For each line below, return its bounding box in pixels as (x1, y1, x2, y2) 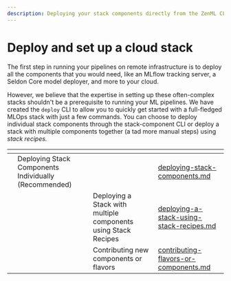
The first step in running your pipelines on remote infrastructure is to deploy (7, 63, 222, 71)
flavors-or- (157, 253, 196, 263)
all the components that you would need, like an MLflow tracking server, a (7, 70, 217, 78)
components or (92, 253, 142, 263)
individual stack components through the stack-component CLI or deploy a (7, 120, 220, 128)
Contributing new (92, 245, 149, 255)
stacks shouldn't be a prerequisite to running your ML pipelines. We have (7, 98, 214, 106)
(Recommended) (17, 180, 72, 189)
